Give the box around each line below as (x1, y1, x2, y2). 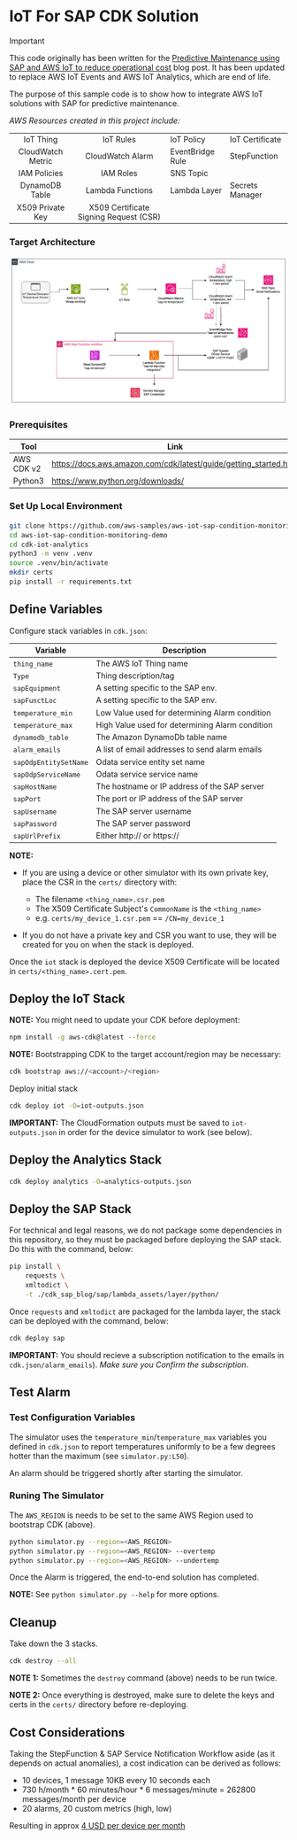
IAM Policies (18, 168, 64, 179)
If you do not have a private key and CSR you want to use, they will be (21, 930, 277, 940)
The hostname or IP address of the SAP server (95, 781, 265, 792)
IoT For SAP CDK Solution (9, 6, 200, 27)
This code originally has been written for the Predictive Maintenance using (9, 52, 280, 63)
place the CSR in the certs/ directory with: (21, 877, 178, 887)
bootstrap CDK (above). (9, 1519, 95, 1529)
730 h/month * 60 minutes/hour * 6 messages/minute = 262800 (21, 1784, 256, 1795)
